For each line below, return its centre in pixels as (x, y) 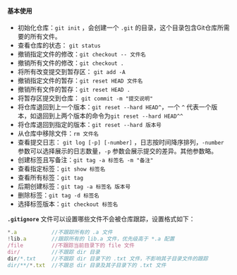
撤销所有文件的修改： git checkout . (71, 63)
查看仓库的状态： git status (59, 45)
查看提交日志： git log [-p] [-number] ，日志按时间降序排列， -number (121, 142)
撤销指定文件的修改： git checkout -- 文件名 (82, 54)
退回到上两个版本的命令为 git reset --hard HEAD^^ (110, 116)
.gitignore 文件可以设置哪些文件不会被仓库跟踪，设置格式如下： (101, 219)
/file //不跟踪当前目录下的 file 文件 (71, 245)
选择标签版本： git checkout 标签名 (68, 204)
